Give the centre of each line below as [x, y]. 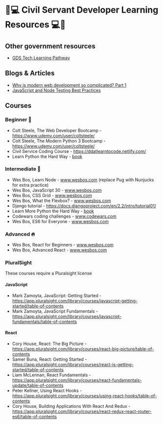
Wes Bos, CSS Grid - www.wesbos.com [52, 195]
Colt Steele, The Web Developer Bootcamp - [57, 130]
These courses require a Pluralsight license [49, 274]
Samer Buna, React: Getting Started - [49, 359]
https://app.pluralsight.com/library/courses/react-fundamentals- [77, 380]
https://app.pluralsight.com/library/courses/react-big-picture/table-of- [83, 349]
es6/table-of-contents [34, 416]
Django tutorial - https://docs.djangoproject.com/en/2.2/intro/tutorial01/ [84, 206]
